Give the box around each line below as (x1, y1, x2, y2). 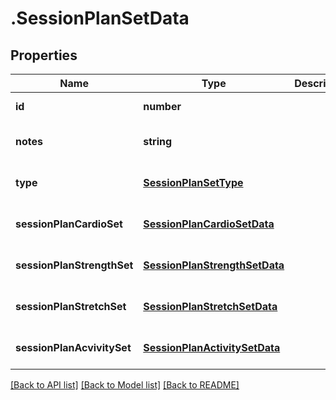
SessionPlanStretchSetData (143, 300, 278, 313)
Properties (10, 47, 78, 64)
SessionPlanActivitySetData (143, 341, 281, 354)
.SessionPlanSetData (10, 7, 190, 30)
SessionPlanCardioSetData (143, 217, 275, 231)
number (143, 100, 182, 113)
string (143, 135, 173, 148)
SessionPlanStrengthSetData (143, 258, 285, 272)
